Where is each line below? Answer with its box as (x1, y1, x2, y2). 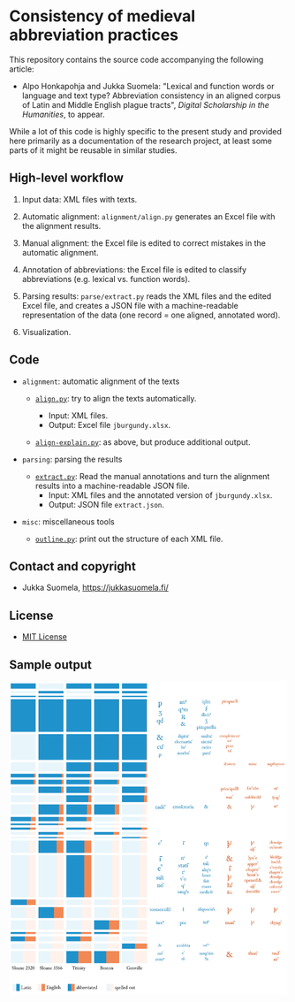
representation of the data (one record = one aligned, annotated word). (21, 310, 281, 320)
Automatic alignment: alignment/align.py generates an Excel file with (21, 210, 276, 222)
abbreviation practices (9, 25, 179, 45)
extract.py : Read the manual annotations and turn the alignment (34, 470, 270, 481)
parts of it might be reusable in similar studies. (9, 144, 178, 156)
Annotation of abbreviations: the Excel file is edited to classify (21, 264, 247, 275)
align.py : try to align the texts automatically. (34, 393, 197, 403)
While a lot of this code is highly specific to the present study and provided (9, 126, 283, 136)
